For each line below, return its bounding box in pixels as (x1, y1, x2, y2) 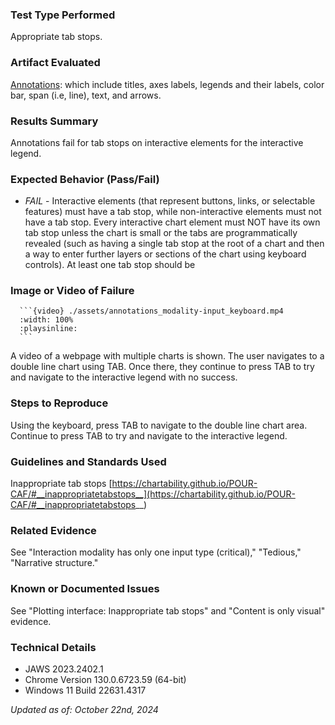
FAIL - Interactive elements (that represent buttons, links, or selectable (24, 195, 316, 207)
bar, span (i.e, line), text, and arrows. (10, 89, 162, 101)
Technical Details (10, 640, 97, 654)
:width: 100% (19, 315, 74, 325)
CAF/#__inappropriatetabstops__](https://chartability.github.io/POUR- (10, 488, 296, 500)
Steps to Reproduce (10, 396, 109, 410)
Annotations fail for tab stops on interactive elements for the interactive (10, 136, 304, 148)
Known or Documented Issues (10, 582, 160, 596)
